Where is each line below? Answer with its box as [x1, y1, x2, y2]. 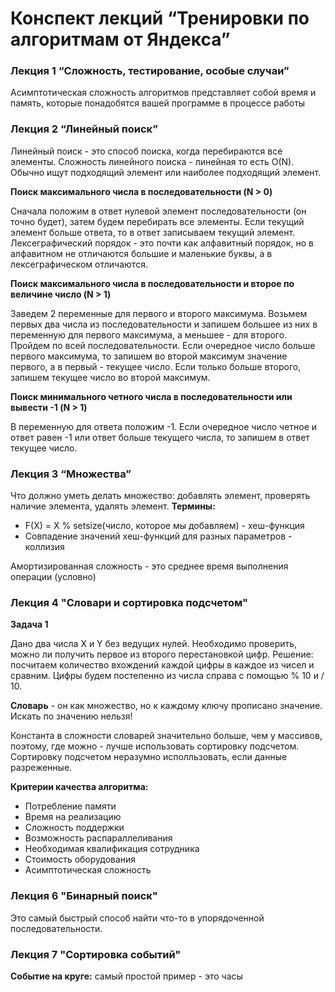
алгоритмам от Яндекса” [10, 28, 231, 51]
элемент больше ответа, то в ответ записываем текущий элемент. [10, 226, 296, 238]
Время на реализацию [24, 811, 122, 823]
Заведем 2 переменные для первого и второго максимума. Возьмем [10, 307, 308, 319]
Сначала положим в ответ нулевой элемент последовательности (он [10, 205, 307, 217]
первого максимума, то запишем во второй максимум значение [10, 350, 288, 362]
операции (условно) [10, 571, 97, 583]
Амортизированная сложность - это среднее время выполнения [10, 560, 289, 572]
